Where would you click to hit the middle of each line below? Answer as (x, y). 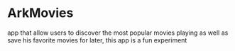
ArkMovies (40, 13)
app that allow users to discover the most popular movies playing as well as (118, 33)
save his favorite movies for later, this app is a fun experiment (97, 40)
